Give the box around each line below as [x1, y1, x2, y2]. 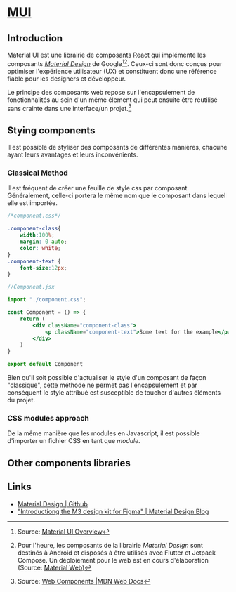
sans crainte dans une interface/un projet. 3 [7, 103, 132, 112]
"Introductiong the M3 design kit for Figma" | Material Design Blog [17, 507, 209, 515]
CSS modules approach [7, 413, 89, 423]
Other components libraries [7, 457, 131, 469]
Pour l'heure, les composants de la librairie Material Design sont [17, 541, 204, 549]
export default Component [7, 361, 83, 368]
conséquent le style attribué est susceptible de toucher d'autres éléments [7, 388, 221, 397]
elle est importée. [7, 199, 58, 207]
